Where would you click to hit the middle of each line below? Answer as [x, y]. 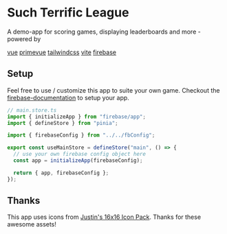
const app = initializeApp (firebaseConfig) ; [78, 161]
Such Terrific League [68, 13]
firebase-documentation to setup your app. [68, 97]
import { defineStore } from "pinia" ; [63, 123]
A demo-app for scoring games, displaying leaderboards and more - [104, 32]
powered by [24, 38]
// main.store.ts [32, 110]
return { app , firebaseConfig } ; [61, 173]
